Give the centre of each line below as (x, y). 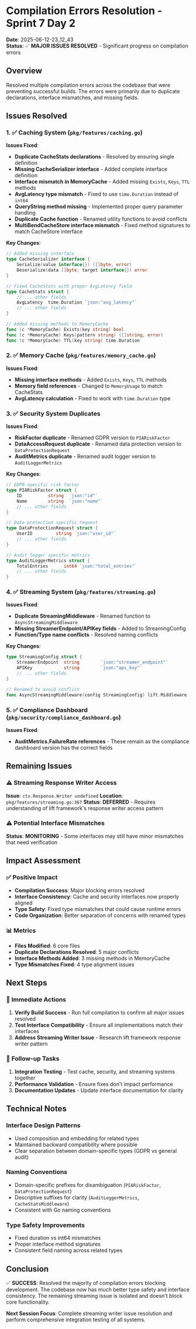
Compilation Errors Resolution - (84, 11)
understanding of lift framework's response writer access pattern (85, 808)
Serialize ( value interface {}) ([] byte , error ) (74, 265)
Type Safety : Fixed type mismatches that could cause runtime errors (98, 909)
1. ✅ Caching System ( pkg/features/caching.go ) (74, 133)
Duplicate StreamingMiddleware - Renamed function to (82, 616)
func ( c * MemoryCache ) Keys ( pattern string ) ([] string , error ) (85, 335)
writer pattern (31, 1044)
